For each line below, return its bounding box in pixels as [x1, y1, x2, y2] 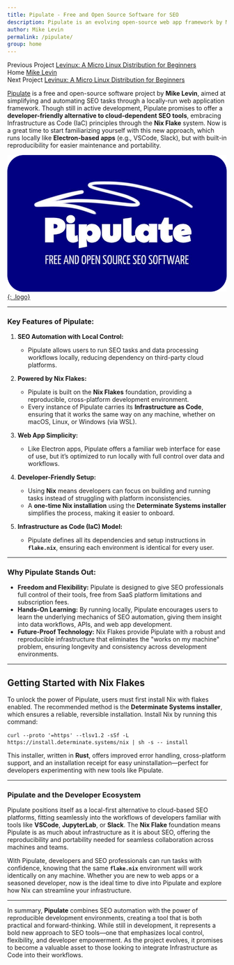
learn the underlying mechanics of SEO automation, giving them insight [17, 613, 222, 621]
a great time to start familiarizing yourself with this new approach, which [7, 126, 214, 135]
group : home [7, 41, 42, 48]
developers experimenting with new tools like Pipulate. [7, 766, 164, 774]
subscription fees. [17, 598, 70, 607]
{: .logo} [7, 292, 31, 300]
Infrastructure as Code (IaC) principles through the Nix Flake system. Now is [7, 119, 227, 127]
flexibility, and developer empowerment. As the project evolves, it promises [7, 936, 224, 945]
